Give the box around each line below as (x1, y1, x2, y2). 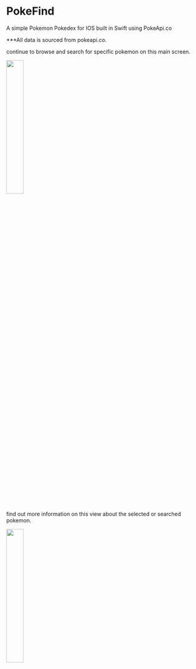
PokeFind (6, 4, 55, 18)
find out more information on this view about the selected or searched (6, 510, 181, 517)
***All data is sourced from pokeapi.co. (6, 36, 107, 43)
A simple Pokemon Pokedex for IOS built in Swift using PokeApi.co (6, 24, 172, 32)
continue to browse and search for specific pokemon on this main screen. (6, 47, 191, 55)
